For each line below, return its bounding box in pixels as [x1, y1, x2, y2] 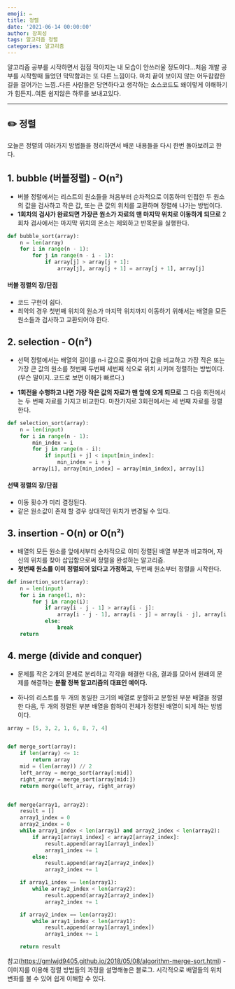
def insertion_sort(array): [7, 579, 90, 586]
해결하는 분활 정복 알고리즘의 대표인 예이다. [30, 678, 148, 686]
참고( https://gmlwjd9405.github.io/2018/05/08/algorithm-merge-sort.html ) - [7, 957, 226, 965]
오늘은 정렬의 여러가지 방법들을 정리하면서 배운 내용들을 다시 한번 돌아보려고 [7, 141, 215, 149]
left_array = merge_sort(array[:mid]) [20, 769, 133, 776]
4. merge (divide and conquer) [7, 650, 143, 662]
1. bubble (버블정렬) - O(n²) [7, 172, 124, 184]
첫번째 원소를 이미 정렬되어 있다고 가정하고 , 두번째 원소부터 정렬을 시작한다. [17, 565, 222, 573]
